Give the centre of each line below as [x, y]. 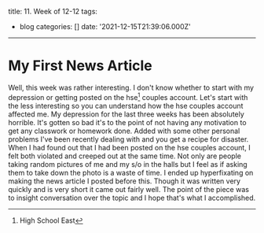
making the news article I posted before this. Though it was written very [125, 181]
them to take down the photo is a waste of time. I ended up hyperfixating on [131, 172]
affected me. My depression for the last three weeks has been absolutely [126, 114]
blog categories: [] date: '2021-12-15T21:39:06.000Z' [105, 26]
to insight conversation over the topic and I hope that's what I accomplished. [132, 198]
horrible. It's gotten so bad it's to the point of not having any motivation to [127, 122]
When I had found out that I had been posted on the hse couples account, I [129, 147]
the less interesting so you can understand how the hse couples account [126, 105]
